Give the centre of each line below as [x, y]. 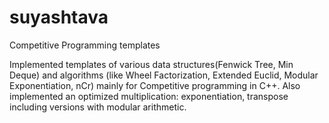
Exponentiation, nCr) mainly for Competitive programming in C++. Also [155, 85]
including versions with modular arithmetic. [98, 107]
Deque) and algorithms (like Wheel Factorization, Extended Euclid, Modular [164, 75]
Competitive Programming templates [85, 45]
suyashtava [59, 17]
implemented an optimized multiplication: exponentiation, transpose [149, 96]
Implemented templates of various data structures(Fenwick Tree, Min [151, 64]
